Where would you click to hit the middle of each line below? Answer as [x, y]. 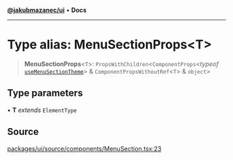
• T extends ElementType [42, 110]
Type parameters [45, 93]
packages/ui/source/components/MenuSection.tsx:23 [84, 148]
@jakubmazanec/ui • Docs [47, 10]
